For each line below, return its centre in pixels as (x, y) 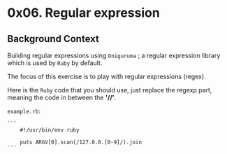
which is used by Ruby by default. (55, 63)
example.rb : (24, 111)
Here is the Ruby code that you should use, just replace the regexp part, (110, 90)
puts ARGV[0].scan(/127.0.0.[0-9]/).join (81, 142)
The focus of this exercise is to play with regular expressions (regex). (107, 76)
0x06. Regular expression (84, 13)
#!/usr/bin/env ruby (50, 130)
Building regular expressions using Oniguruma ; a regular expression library (114, 55)
